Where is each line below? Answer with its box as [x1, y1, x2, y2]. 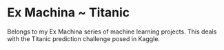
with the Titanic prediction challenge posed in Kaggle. [7, 34, 161, 42]
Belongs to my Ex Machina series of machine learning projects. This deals [7, 27, 217, 36]
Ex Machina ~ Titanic [7, 5, 130, 21]
